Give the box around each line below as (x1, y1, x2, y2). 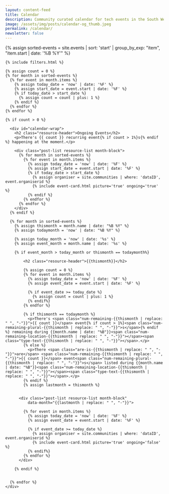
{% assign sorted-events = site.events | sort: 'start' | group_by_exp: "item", (5, 45, 160, 51)
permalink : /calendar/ (5, 26, 53, 31)
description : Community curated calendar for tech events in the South (5, 17, 158, 22)
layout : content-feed (5, 7, 51, 13)
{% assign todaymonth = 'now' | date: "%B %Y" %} (14, 228, 121, 233)
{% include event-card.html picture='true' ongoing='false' (32, 440, 161, 445)
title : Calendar (5, 12, 39, 17)
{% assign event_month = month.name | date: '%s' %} (14, 241, 127, 246)
